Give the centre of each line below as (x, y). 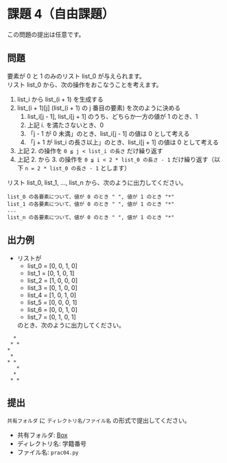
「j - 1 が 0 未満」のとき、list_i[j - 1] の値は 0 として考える (108, 133)
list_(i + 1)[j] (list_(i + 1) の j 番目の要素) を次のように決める (99, 108)
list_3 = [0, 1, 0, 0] (52, 287)
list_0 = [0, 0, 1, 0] (52, 266)
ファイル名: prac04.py (48, 452)
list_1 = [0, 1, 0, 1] (51, 273)
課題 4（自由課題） (61, 14)
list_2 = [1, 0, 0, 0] (52, 280)
